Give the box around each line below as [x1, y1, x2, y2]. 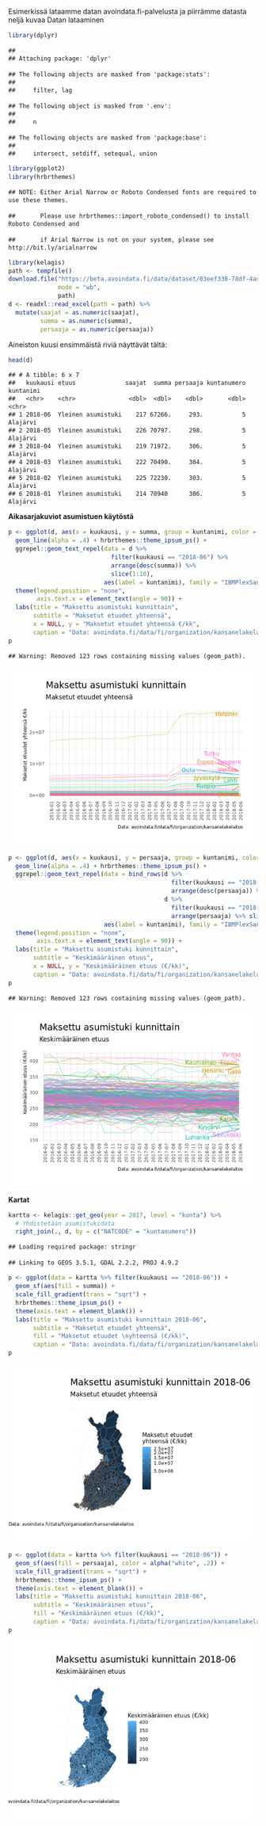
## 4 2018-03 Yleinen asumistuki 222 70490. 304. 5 [8, 459, 246, 467]
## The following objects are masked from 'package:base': [8, 134, 207, 142]
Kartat [8, 1195, 30, 1204]
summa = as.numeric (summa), [40, 317, 133, 325]
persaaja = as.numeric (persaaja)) [40, 325, 154, 334]
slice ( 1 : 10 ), [110, 570, 154, 578]
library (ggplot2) [8, 164, 66, 173]
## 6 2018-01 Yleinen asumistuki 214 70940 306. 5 [8, 490, 246, 498]
